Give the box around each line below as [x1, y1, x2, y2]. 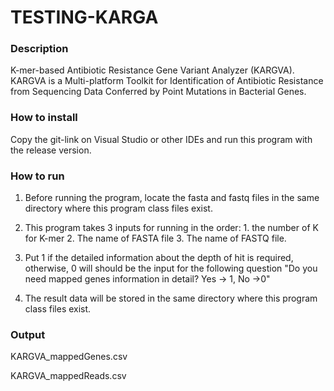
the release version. [10, 144, 92, 156]
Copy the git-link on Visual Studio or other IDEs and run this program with [10, 133, 313, 145]
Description [10, 42, 69, 56]
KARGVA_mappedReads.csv [10, 370, 127, 382]
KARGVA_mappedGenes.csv [10, 351, 128, 363]
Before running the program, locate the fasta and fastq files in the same [24, 192, 320, 204]
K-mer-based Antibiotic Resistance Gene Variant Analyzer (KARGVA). [10, 64, 295, 76]
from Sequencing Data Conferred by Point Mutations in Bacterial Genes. [10, 86, 307, 98]
